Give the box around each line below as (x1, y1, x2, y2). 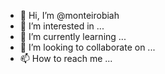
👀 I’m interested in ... (19, 20, 105, 32)
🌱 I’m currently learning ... (19, 31, 127, 42)
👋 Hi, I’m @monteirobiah (19, 10, 120, 21)
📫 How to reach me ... (19, 53, 113, 64)
